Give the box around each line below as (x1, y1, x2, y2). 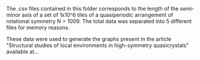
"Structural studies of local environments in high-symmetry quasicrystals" (6, 42, 189, 49)
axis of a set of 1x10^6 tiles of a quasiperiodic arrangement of (22, 11, 174, 18)
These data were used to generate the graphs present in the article (6, 36, 172, 42)
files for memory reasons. (6, 24, 70, 31)
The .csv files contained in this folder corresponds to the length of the (6, 5, 179, 12)
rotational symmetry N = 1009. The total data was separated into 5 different (6, 18, 192, 24)
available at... (6, 48, 39, 55)
